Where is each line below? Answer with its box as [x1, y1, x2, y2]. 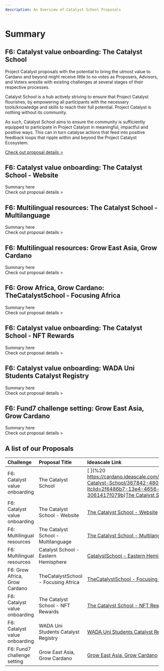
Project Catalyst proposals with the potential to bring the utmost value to [5, 68, 151, 74]
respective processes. [5, 84, 50, 90]
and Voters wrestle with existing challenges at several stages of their [5, 79, 143, 85]
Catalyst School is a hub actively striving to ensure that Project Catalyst [5, 94, 149, 100]
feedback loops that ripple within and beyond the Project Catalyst [5, 134, 137, 140]
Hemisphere [39, 559, 67, 565]
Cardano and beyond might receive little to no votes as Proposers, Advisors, [5, 74, 158, 80]
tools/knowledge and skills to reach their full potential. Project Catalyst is [5, 104, 151, 110]
